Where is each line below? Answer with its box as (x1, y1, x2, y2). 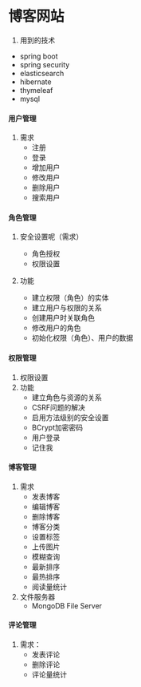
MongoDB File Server (31, 600, 102, 610)
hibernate (19, 77, 52, 87)
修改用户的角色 (31, 323, 81, 333)
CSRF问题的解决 (31, 402, 86, 412)
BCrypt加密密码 (31, 422, 84, 432)
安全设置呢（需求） (19, 232, 84, 241)
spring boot (19, 51, 58, 61)
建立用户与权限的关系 (31, 303, 102, 313)
